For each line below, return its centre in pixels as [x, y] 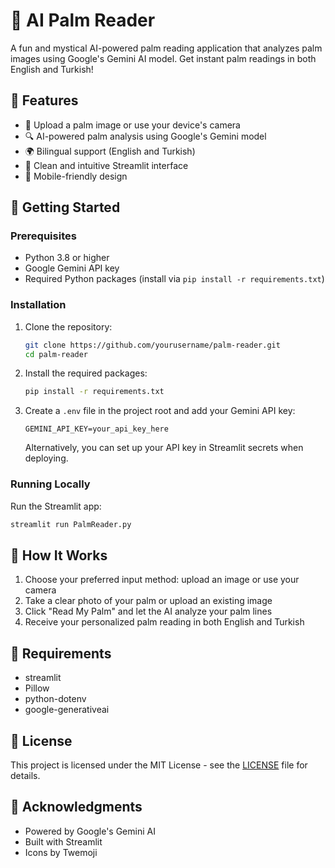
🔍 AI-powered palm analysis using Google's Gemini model [145, 136]
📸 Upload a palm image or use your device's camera [132, 125]
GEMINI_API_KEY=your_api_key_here [96, 429]
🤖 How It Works [59, 555]
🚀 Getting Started [65, 207]
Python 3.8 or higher [67, 258]
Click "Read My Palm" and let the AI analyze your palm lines [148, 611]
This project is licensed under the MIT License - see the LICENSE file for [159, 765]
